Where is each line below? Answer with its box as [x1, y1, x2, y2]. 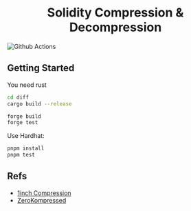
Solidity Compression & [47, 5, 184, 21]
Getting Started [7, 62, 75, 74]
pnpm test [7, 152, 36, 159]
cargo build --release [7, 100, 72, 108]
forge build [7, 112, 41, 120]
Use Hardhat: [7, 132, 45, 140]
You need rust [7, 81, 47, 89]
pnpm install [7, 145, 45, 152]
